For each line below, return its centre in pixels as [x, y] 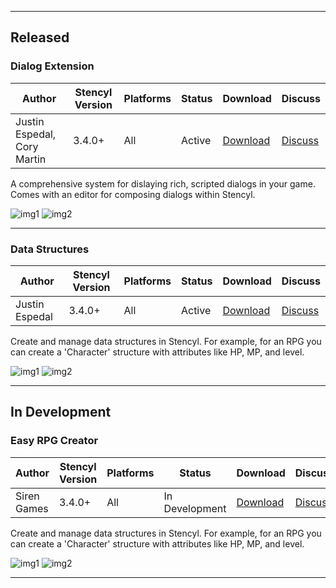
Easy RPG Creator [54, 441]
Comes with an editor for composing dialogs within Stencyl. [133, 194]
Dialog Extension [52, 66]
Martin [31, 159]
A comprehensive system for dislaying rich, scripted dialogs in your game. [163, 183]
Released [40, 37]
